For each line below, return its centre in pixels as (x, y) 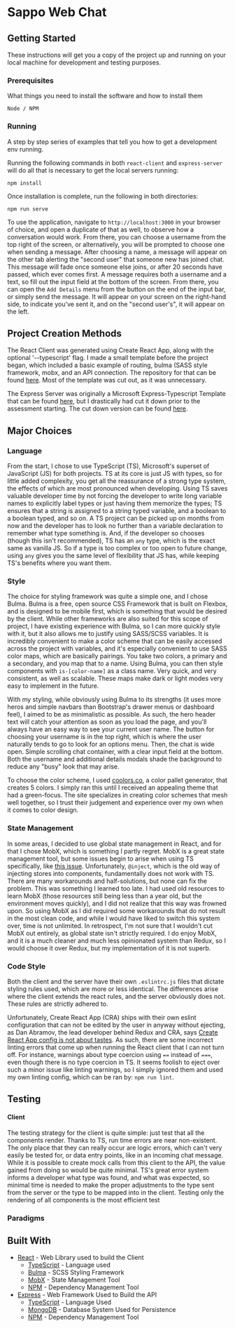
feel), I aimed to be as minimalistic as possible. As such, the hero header (112, 715)
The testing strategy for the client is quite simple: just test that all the (106, 1133)
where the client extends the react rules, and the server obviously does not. (116, 996)
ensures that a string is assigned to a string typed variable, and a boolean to (117, 511)
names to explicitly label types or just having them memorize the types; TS (115, 503)
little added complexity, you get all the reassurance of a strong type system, (116, 481)
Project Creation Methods (65, 333)
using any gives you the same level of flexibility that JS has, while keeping (113, 556)
